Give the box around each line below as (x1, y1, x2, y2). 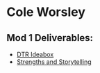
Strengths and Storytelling (16, 58, 92, 66)
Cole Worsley (6, 4, 86, 20)
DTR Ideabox (16, 50, 54, 58)
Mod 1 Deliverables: (6, 32, 94, 44)
